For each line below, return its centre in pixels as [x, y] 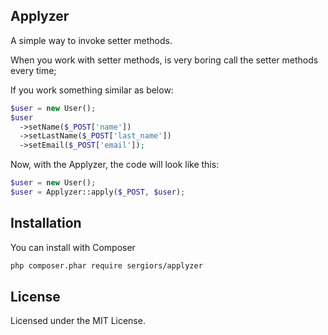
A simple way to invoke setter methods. [91, 40]
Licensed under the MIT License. [78, 321]
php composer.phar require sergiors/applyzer [106, 265]
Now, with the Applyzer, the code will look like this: [115, 165]
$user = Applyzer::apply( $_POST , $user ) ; [98, 192]
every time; [33, 70]
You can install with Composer [73, 247]
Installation [46, 223]
